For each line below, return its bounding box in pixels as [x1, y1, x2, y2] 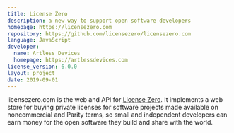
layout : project [7, 69, 55, 76]
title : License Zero [7, 10, 69, 18]
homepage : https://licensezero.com [7, 23, 112, 30]
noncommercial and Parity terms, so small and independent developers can [7, 110, 228, 119]
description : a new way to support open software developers [7, 17, 192, 24]
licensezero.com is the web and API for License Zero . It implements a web [7, 96, 223, 104]
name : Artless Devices [13, 50, 81, 57]
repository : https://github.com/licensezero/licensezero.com [7, 30, 192, 37]
